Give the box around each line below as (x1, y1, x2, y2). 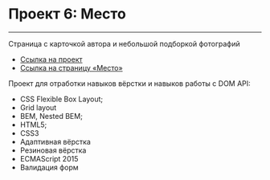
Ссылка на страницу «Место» (19, 63, 123, 72)
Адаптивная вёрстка (19, 137, 91, 146)
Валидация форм (19, 162, 79, 172)
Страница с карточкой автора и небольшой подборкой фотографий (8, 39, 240, 48)
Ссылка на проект (19, 54, 83, 64)
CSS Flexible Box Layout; (19, 94, 103, 104)
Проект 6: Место (8, 5, 126, 23)
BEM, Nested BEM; (19, 111, 83, 121)
